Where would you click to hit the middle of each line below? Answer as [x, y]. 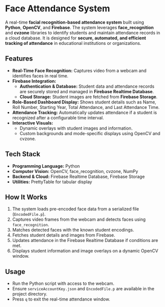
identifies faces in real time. [40, 76]
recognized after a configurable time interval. [58, 118]
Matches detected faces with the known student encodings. [73, 230]
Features [19, 59]
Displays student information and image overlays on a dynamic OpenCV [85, 251]
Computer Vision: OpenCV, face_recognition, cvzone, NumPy [75, 171]
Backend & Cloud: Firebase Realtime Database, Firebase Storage [79, 176]
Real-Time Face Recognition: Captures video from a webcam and [79, 70]
